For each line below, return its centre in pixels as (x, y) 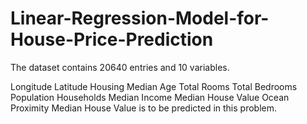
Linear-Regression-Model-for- (140, 18)
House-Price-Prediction (112, 39)
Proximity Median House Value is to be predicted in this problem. (144, 108)
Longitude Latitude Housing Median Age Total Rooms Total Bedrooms (154, 86)
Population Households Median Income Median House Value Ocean (150, 97)
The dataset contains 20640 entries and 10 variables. (120, 67)
